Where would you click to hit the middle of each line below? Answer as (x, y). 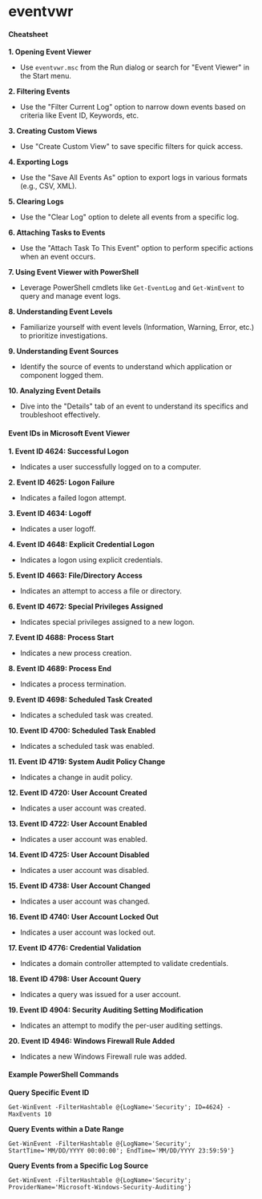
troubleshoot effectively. (60, 415)
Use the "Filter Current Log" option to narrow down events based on (133, 107)
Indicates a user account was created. (83, 808)
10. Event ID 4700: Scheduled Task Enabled (82, 730)
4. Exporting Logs (38, 162)
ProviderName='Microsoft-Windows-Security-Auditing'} (100, 1187)
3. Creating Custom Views (53, 131)
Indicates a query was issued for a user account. (101, 994)
